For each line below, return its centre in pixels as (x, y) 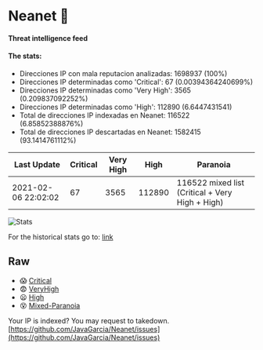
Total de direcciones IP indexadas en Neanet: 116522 (104, 115)
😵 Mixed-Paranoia (50, 305)
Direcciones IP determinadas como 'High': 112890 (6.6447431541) (126, 107)
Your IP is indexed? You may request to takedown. (89, 320)
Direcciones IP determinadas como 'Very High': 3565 (105, 90)
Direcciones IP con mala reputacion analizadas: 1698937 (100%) (123, 73)
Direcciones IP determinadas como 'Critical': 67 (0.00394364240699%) (136, 82)
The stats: (25, 56)
